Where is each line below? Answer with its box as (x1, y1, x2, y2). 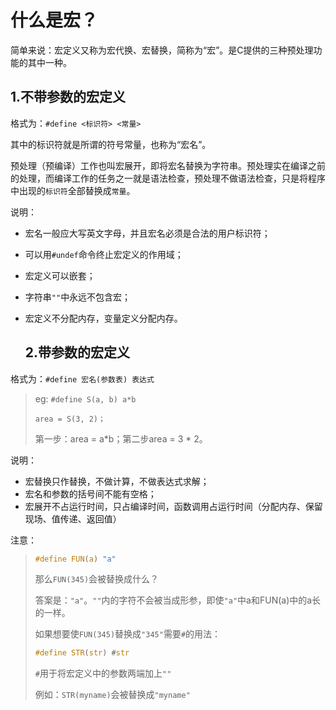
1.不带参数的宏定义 (10, 89, 127, 106)
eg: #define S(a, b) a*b (34, 392, 137, 405)
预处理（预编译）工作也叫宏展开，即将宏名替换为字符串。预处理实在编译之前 (10, 159, 326, 171)
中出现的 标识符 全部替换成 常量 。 (10, 184, 136, 196)
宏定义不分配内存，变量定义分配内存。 (24, 312, 183, 324)
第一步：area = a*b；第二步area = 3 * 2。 (34, 432, 208, 445)
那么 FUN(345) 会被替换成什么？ (34, 573, 160, 585)
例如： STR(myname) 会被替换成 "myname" (34, 689, 191, 701)
